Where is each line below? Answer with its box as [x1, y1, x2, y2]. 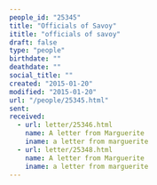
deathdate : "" [9, 63, 62, 72]
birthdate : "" [9, 54, 62, 63]
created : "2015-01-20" [9, 79, 93, 88]
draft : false [9, 37, 58, 47]
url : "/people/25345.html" [9, 95, 109, 105]
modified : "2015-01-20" [9, 87, 98, 96]
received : [9, 112, 46, 121]
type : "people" [9, 46, 66, 55]
